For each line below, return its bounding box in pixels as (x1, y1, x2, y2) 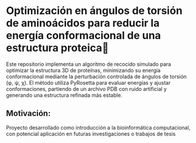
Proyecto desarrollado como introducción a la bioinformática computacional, (6, 124, 191, 131)
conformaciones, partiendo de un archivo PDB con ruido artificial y (6, 85, 167, 92)
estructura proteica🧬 (6, 41, 109, 55)
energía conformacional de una (6, 29, 161, 42)
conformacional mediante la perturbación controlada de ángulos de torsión (6, 73, 187, 80)
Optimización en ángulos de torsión (6, 4, 183, 18)
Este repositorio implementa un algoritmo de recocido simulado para (6, 60, 171, 68)
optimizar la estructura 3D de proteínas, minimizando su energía (6, 67, 161, 74)
